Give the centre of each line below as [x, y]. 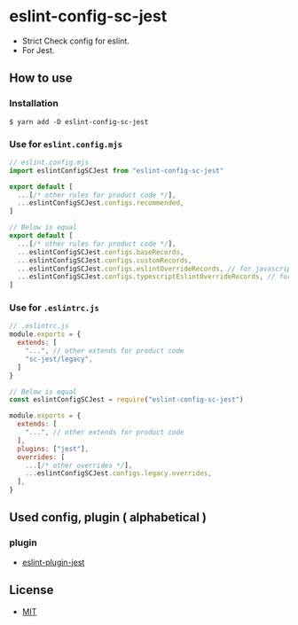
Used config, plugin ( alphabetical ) [108, 517]
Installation [34, 104]
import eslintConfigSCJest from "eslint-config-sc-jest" [117, 170]
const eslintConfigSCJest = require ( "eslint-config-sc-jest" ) [126, 400]
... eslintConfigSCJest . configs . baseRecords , [101, 252]
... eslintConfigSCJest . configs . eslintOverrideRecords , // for [134, 269]
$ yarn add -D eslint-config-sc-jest [79, 121]
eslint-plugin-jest [53, 562]
